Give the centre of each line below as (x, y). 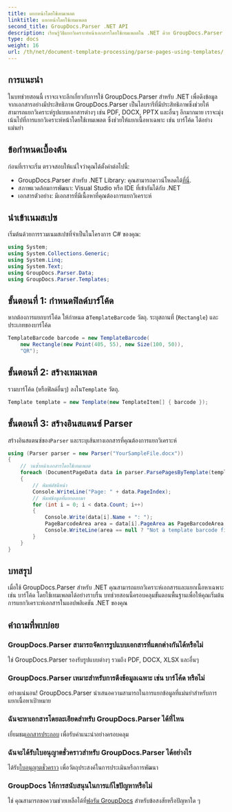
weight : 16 (23, 45)
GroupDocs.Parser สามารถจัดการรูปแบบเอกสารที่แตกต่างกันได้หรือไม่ (106, 644)
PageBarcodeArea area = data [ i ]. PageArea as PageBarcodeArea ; (136, 524)
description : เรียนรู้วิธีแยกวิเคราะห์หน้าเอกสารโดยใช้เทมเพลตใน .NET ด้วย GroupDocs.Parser (115, 33)
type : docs (23, 39)
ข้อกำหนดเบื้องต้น (38, 150)
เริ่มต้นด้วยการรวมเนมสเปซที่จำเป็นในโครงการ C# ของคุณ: (74, 234)
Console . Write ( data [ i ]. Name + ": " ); (99, 518)
